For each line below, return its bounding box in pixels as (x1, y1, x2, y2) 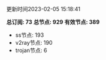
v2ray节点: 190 (15, 39, 53, 46)
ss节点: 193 (15, 31, 44, 39)
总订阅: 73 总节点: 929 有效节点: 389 (6, 18, 100, 26)
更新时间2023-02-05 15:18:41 (6, 6, 81, 12)
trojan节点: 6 (15, 47, 47, 54)
